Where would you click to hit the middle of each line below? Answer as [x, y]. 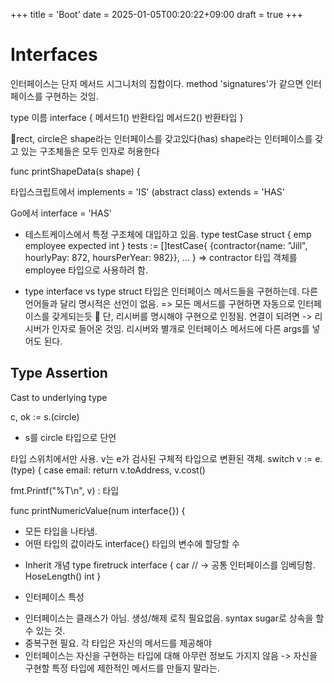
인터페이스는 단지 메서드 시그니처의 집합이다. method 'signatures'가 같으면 [157, 83]
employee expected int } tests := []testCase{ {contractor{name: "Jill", [166, 245]
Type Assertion [59, 373]
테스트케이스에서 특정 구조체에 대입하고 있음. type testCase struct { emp [168, 234]
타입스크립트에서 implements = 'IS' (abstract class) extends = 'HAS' [147, 191]
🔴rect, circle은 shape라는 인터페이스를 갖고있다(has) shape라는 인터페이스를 [161, 138]
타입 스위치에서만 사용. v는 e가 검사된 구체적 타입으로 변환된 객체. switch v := [161, 458]
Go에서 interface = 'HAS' [61, 213]
